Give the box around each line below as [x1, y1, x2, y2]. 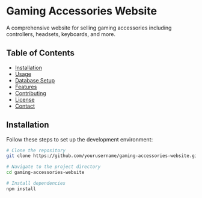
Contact [14, 102, 35, 110]
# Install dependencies [6, 181, 66, 187]
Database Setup [14, 76, 55, 84]
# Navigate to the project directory [6, 164, 101, 170]
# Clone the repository [6, 147, 66, 153]
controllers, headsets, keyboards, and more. [6, 30, 116, 37]
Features [14, 83, 37, 90]
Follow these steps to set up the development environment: [6, 135, 153, 143]
